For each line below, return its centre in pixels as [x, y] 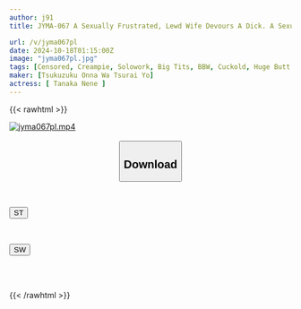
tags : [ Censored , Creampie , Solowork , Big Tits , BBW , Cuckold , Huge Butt [150, 67]
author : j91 [31, 17]
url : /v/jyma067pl [43, 42]
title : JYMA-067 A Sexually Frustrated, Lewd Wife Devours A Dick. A [142, 26]
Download [150, 164]
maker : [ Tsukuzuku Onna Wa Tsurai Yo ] [82, 76]
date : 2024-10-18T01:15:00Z [62, 50]
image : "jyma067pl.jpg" [54, 59]
